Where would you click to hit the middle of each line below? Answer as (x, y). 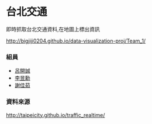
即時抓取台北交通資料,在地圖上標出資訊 (53, 29)
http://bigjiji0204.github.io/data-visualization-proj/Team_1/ (76, 41)
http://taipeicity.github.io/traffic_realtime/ (56, 115)
